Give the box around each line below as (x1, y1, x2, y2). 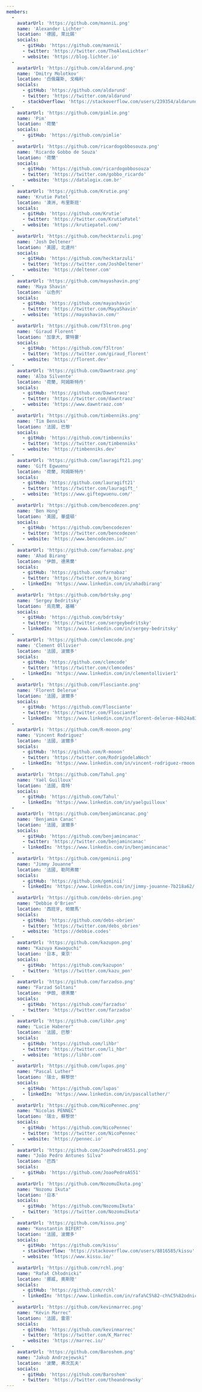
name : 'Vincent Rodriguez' (17, 732, 85, 738)
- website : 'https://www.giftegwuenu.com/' (22, 491, 133, 498)
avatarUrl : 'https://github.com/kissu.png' (17, 1220, 128, 1226)
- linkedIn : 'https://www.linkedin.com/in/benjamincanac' (22, 844, 171, 850)
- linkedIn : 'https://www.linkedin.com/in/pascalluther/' (22, 1091, 171, 1097)
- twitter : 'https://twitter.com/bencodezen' (22, 530, 138, 537)
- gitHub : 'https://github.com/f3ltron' (22, 345, 125, 352)
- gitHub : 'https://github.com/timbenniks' (22, 435, 133, 441)
